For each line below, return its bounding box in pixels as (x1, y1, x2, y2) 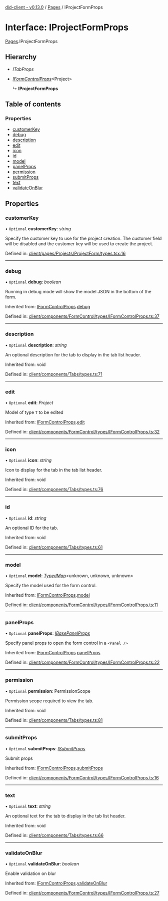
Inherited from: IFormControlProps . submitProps (5, 765, 103, 771)
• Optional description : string (5, 342, 67, 348)
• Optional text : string (5, 803, 51, 809)
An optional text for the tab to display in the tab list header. (5, 813, 126, 819)
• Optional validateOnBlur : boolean (5, 861, 79, 867)
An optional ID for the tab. (5, 525, 58, 531)
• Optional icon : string (5, 458, 52, 464)
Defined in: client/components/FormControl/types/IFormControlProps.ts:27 (5, 890, 160, 896)
